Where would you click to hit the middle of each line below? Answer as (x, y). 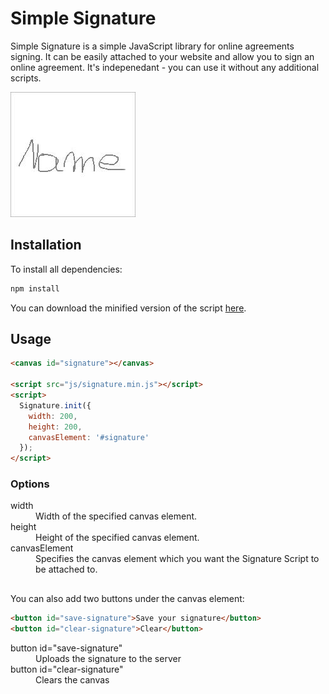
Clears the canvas (72, 679)
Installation (46, 245)
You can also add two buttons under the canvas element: (127, 598)
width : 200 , (53, 416)
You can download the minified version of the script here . (128, 308)
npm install (35, 288)
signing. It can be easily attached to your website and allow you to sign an (162, 56)
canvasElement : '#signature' (89, 437)
